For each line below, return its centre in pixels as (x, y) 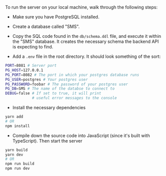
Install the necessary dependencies (49, 107)
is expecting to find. (33, 47)
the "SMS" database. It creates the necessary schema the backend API (85, 41)
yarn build (16, 150)
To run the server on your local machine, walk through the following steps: (82, 7)
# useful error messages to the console (74, 98)
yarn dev (14, 155)
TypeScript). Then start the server (47, 141)
